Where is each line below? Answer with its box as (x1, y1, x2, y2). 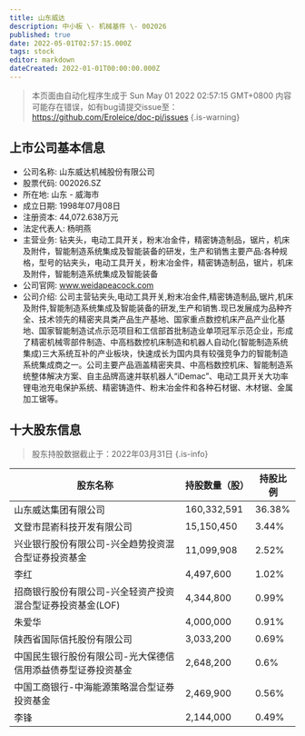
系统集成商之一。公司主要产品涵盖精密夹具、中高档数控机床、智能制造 (22, 359, 286, 370)
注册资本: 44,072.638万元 (22, 211, 119, 223)
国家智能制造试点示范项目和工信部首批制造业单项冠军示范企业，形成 (38, 324, 293, 336)
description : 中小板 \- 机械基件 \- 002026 (9, 22, 167, 31)
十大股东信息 (9, 423, 82, 438)
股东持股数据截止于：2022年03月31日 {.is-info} (31, 448, 209, 459)
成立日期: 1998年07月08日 (22, 200, 121, 211)
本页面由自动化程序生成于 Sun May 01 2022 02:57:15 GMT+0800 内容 (31, 90, 292, 101)
